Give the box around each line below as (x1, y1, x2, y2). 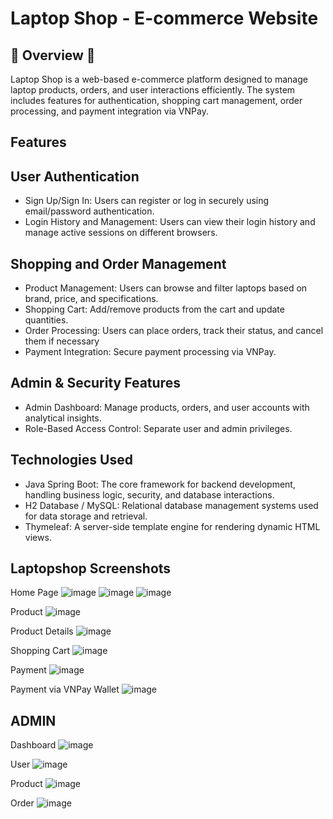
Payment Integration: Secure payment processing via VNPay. (24, 346, 277, 358)
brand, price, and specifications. (24, 293, 159, 305)
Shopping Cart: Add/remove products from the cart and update (24, 303, 285, 316)
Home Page (10, 587, 59, 599)
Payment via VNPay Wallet (10, 683, 120, 696)
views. (24, 531, 52, 543)
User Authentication (10, 168, 140, 185)
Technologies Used (10, 452, 133, 469)
